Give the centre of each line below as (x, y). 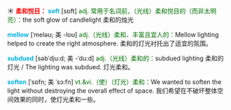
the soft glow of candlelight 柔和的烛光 (78, 20)
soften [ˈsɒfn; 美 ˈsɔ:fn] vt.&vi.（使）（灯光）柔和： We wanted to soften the (114, 82)
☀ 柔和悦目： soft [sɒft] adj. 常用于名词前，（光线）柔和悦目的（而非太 (109, 11)
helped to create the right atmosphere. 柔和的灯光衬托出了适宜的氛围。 (110, 43)
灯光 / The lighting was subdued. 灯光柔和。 (71, 67)
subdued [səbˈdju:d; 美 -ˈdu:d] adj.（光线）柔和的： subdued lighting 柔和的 (115, 58)
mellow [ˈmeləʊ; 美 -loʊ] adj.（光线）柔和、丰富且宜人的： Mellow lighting (113, 35)
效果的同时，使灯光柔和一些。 (56, 99)
